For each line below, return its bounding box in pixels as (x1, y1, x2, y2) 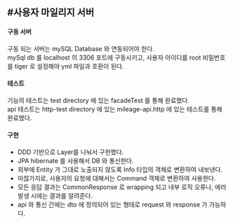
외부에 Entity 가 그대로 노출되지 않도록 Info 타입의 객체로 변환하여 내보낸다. (17, 165, 223, 174)
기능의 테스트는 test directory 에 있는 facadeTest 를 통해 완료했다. (7, 96, 189, 104)
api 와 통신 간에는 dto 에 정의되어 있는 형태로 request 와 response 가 (17, 200, 208, 209)
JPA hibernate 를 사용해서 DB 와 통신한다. (17, 157, 134, 164)
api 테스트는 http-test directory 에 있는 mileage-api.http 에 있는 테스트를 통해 (7, 104, 222, 113)
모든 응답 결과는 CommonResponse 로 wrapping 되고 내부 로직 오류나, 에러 (17, 183, 227, 191)
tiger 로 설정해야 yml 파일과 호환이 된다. (14, 62, 124, 70)
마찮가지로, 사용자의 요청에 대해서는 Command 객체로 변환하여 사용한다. (17, 174, 216, 182)
